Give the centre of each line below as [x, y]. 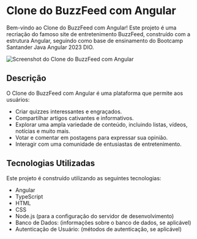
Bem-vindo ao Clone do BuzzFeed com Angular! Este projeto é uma [91, 28]
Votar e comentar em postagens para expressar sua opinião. [91, 137]
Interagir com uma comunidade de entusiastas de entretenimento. [98, 144]
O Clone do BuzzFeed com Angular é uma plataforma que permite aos [95, 93]
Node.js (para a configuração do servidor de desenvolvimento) [95, 216]
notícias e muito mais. [43, 131]
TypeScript [29, 196]
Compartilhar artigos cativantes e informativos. [74, 118]
